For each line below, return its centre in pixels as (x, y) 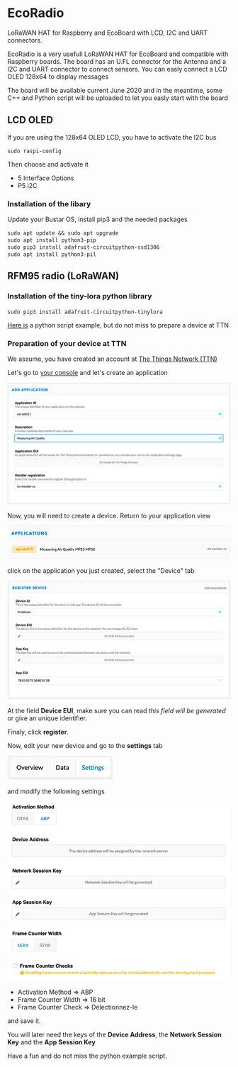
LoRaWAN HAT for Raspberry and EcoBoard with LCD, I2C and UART (108, 33)
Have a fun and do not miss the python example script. (87, 1056)
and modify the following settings (56, 791)
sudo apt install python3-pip (52, 240)
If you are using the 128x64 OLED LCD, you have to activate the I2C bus (112, 137)
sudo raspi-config (34, 151)
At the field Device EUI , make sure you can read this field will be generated (117, 711)
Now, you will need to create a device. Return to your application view (109, 515)
